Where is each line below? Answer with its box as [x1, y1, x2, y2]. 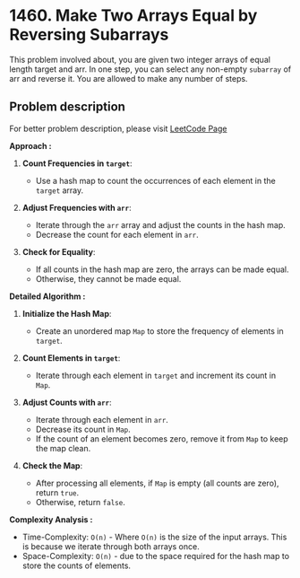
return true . [35, 486, 80, 498]
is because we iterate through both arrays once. [21, 540, 200, 552]
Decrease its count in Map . [35, 424, 132, 434]
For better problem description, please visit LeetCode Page [9, 123, 227, 134]
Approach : [9, 140, 52, 151]
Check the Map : [21, 460, 83, 471]
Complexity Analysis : [9, 513, 93, 525]
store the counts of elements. [21, 560, 132, 571]
